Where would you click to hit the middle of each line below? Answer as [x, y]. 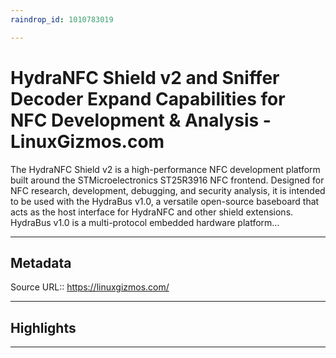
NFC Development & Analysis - [141, 120]
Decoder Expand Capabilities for [148, 98]
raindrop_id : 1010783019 [62, 19]
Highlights [43, 327]
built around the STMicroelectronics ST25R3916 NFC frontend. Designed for [167, 180]
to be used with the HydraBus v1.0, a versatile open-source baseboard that [165, 201]
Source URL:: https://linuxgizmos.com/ [90, 287]
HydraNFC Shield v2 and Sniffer [145, 77]
